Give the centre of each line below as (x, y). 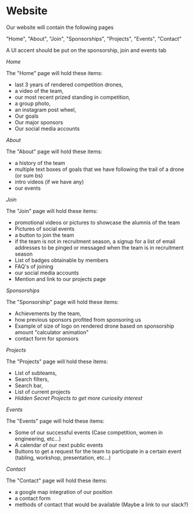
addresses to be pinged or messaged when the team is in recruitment (99, 247)
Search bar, (29, 385)
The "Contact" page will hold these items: (57, 480)
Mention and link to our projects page (60, 279)
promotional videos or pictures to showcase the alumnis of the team (97, 222)
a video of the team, (39, 90)
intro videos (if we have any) (49, 182)
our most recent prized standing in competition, (73, 97)
